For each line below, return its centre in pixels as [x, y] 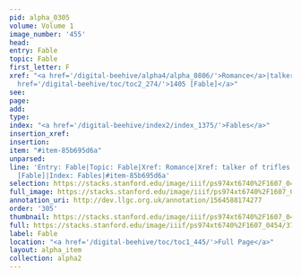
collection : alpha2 [46, 259]
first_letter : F [39, 68]
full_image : [31, 192]
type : [19, 117]
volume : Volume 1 [42, 26]
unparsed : [28, 159]
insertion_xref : [39, 134]
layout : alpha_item [46, 250]
